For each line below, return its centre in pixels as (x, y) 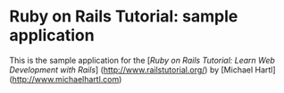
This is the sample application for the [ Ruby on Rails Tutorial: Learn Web (142, 60)
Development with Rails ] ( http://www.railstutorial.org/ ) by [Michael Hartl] (142, 70)
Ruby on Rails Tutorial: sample (124, 17)
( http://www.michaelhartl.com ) (66, 79)
